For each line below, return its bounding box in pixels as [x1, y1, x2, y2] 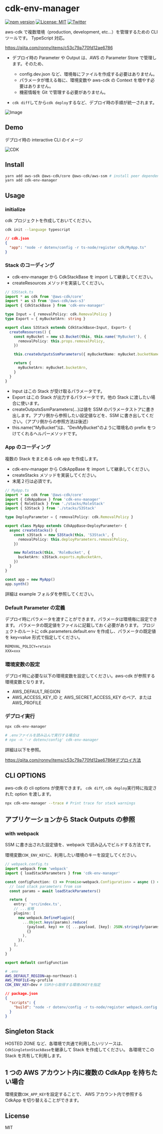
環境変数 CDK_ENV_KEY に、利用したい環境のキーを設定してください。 [5, 852, 139, 858]
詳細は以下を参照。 [5, 746, 44, 752]
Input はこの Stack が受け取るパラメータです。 [12, 388, 105, 394]
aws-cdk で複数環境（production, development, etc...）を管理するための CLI [5, 29, 158, 34]
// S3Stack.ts [5, 290, 34, 294]
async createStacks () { [9, 528, 57, 533]
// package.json [5, 991, 38, 996]
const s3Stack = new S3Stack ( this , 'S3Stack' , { [14, 532, 114, 537]
